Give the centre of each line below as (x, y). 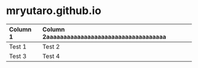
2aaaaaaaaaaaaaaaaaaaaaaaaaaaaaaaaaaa (104, 36)
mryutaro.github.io (54, 11)
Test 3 (18, 56)
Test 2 (51, 46)
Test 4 (51, 56)
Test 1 (18, 46)
